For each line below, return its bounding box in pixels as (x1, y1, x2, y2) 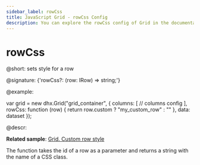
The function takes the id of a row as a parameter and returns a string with (6, 147, 189, 154)
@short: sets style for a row (6, 65, 74, 72)
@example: (6, 88, 34, 95)
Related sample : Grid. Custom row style (6, 135, 105, 143)
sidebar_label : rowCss (6, 8, 62, 15)
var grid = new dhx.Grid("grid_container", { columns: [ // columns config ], (6, 99, 187, 107)
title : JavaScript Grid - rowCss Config (6, 14, 108, 20)
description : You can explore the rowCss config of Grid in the (6, 20, 169, 26)
